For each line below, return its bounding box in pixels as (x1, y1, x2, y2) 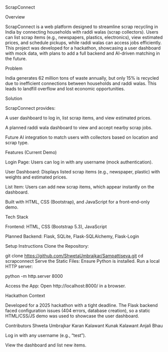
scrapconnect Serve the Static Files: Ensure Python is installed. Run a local (5, 258, 160, 264)
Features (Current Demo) (5, 149, 57, 155)
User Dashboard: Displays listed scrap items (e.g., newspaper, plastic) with (5, 169, 160, 174)
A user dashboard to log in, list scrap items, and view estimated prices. (5, 115, 152, 121)
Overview (5, 14, 25, 20)
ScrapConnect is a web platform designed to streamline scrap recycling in (5, 24, 158, 30)
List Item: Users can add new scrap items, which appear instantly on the (5, 184, 154, 190)
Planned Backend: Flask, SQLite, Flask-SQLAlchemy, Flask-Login (5, 233, 139, 239)
